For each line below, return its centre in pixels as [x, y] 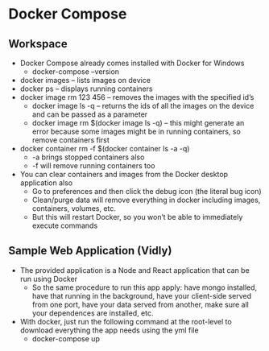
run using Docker [49, 279]
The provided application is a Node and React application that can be [134, 270]
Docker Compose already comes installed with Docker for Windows [132, 63]
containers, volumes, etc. [74, 209]
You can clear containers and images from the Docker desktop [124, 174]
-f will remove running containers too [93, 165]
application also [46, 183]
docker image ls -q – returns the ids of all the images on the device [143, 106]
